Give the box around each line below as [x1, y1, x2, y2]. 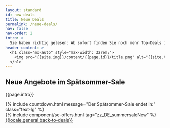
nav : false [5, 26, 28, 31]
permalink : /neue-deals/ [5, 21, 58, 27]
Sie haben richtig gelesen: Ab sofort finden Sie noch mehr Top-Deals [10, 40, 162, 46]
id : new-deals [5, 12, 35, 17]
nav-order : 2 [5, 31, 33, 36]
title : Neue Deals [5, 17, 44, 22]
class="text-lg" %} [5, 107, 45, 113]
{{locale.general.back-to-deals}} [5, 117, 73, 123]
